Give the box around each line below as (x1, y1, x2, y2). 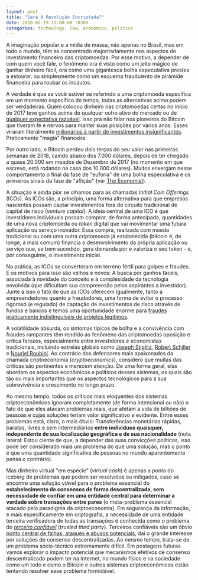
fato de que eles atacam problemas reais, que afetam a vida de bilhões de (6, 406, 187, 413)
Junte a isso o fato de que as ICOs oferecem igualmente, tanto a (6, 288, 163, 296)
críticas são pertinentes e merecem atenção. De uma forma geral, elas (6, 362, 177, 370)
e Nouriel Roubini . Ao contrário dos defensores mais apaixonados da (6, 350, 173, 357)
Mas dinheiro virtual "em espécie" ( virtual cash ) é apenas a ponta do (6, 467, 174, 474)
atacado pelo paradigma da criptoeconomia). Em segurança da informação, (6, 505, 191, 512)
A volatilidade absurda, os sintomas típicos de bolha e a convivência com (6, 325, 184, 332)
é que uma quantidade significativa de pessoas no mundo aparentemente (6, 449, 186, 456)
